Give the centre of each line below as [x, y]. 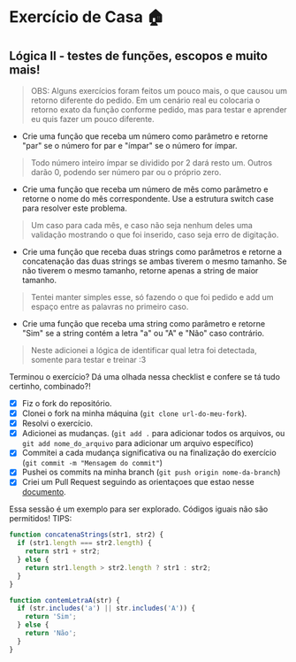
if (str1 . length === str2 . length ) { [84, 543]
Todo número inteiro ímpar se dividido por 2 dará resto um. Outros [151, 163]
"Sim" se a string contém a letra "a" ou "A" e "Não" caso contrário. [143, 333]
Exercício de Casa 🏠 [87, 17]
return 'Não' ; [51, 634]
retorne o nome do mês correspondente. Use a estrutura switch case [148, 199]
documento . [44, 492]
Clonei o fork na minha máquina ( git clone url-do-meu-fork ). [134, 413]
